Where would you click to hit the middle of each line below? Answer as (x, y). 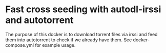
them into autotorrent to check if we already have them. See (69, 40)
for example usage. (55, 45)
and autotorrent (39, 20)
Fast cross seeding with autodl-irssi (83, 9)
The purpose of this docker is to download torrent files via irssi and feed (81, 34)
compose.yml (20, 45)
